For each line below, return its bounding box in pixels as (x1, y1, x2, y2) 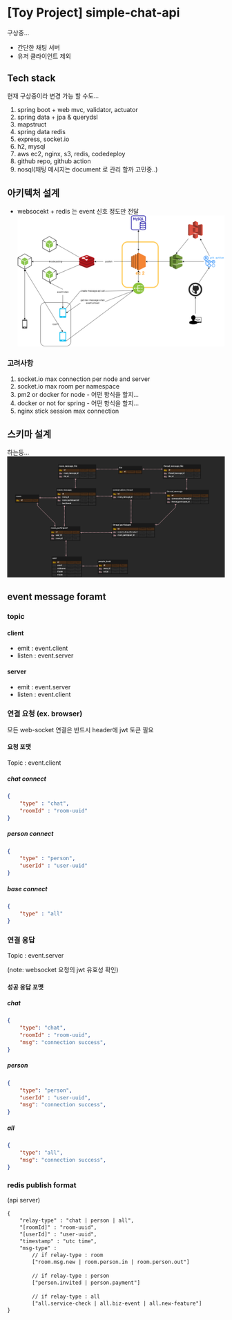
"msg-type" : (19, 1245, 57, 1252)
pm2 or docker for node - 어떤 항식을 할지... (17, 390, 139, 398)
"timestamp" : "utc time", (19, 1238, 97, 1245)
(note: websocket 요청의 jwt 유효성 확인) (7, 965, 119, 974)
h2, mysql (17, 142, 46, 150)
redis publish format (7, 1180, 77, 1190)
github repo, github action (17, 157, 91, 165)
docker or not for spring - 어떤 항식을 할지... (17, 399, 139, 407)
